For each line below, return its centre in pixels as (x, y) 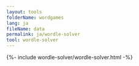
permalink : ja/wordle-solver (43, 35)
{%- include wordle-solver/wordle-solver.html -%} (69, 57)
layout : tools (24, 12)
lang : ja (17, 23)
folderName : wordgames (35, 18)
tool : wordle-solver (33, 40)
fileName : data (26, 29)
